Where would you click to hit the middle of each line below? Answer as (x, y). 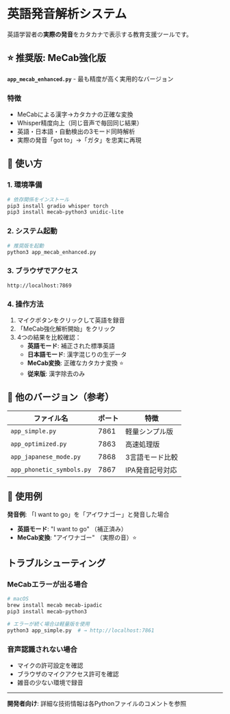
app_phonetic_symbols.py (51, 469)
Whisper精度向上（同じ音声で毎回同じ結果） (80, 123)
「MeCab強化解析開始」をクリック (66, 329)
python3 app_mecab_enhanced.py (52, 252)
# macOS (18, 599)
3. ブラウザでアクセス (43, 271)
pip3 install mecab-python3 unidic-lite (66, 212)
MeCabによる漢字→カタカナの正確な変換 (75, 114)
